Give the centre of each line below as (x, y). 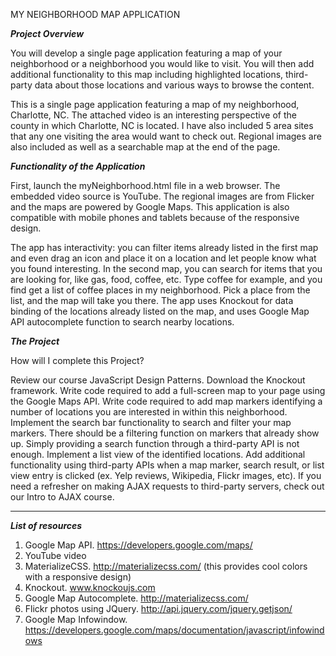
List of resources (46, 525)
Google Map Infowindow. (76, 619)
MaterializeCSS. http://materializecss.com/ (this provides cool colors (166, 566)
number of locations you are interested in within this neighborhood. (149, 412)
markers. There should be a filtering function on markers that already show (165, 433)
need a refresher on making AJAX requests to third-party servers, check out (167, 486)
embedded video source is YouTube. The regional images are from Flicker (162, 196)
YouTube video (55, 555)
